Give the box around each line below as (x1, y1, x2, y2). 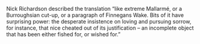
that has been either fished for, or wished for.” (6, 31, 121, 38)
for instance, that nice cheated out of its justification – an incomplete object (6, 24, 195, 31)
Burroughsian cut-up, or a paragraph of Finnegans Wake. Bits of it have (6, 11, 184, 19)
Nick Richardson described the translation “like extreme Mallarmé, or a (6, 5, 182, 12)
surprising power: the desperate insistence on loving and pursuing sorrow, (6, 18, 192, 25)
